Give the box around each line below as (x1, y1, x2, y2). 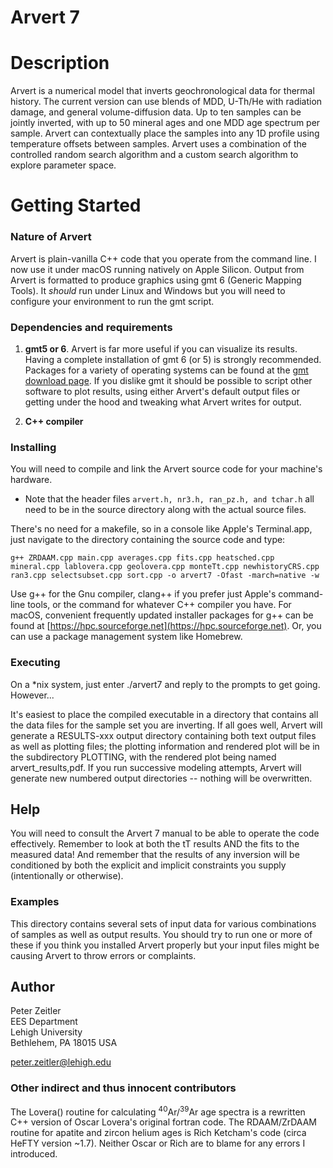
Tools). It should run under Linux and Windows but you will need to (10, 284, 286, 296)
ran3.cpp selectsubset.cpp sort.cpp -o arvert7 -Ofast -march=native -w (10, 571, 320, 581)
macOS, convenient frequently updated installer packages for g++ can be (10, 609, 314, 621)
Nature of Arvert (10, 230, 92, 244)
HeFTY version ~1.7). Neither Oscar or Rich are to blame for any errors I (10, 1137, 306, 1150)
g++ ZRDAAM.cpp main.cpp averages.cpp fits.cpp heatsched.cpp (10, 553, 275, 563)
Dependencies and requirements (10, 320, 173, 334)
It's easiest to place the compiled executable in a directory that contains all (10, 708, 319, 720)
